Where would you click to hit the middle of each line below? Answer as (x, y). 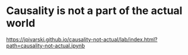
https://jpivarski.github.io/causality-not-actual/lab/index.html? (82, 39)
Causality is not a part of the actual (94, 11)
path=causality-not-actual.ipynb (46, 46)
